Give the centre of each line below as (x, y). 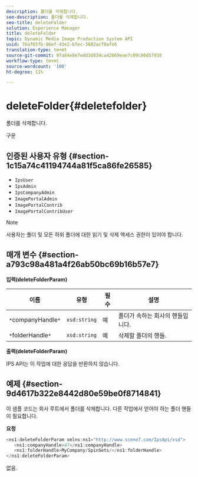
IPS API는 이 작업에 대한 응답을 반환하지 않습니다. (63, 363)
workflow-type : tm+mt (33, 61)
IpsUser (24, 180)
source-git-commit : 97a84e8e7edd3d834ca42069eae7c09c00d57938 (84, 55)
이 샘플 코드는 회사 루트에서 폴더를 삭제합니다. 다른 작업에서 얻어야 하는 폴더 (93, 408)
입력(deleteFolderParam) (37, 279)
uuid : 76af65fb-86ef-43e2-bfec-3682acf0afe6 (62, 45)
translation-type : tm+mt (37, 50)
